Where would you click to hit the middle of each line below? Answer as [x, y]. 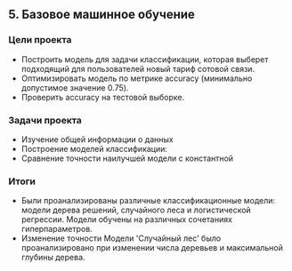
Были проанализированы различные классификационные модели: [148, 201]
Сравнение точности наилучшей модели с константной [127, 158]
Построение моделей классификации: [94, 148]
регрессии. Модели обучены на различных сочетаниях [127, 219]
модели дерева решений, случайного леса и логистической [136, 210]
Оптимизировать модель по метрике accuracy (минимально [137, 78]
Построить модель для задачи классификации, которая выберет [145, 59]
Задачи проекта [45, 120]
